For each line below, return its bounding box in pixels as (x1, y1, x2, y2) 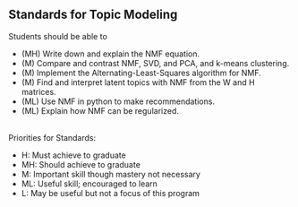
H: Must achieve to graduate (21, 150, 126, 160)
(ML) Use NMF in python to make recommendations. (21, 96, 216, 107)
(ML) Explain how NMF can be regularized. (21, 105, 180, 116)
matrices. (21, 86, 56, 97)
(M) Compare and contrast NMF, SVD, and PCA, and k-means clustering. (21, 57, 290, 68)
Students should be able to (8, 30, 108, 41)
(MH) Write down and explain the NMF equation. (21, 48, 200, 59)
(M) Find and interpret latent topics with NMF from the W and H (21, 76, 256, 88)
